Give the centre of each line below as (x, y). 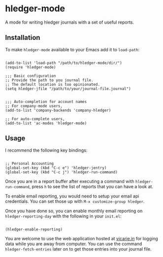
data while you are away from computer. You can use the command (74, 244)
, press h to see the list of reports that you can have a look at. (91, 186)
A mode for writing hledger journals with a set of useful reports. (70, 22)
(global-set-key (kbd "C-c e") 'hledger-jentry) (56, 168)
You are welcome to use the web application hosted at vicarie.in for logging (82, 238)
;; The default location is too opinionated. (52, 84)
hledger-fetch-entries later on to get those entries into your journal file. (78, 249)
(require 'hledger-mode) (31, 67)
